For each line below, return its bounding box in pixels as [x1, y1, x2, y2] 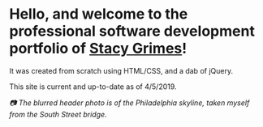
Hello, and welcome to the [9, 5, 188, 23]
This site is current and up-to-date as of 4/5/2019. [9, 82, 177, 91]
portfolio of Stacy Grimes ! [9, 40, 188, 57]
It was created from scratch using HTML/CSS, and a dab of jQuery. [9, 66, 234, 75]
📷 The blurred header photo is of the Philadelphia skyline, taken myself [9, 98, 250, 108]
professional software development [9, 22, 255, 40]
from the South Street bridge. [9, 109, 108, 119]
